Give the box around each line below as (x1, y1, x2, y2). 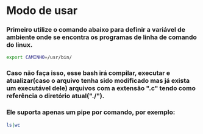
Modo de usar (6, 4, 78, 18)
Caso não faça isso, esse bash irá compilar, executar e (6, 69, 171, 77)
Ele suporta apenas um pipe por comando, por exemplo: (6, 108, 176, 116)
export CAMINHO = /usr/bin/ (6, 54, 72, 61)
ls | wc (6, 122, 20, 128)
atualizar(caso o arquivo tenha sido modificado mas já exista (6, 77, 190, 85)
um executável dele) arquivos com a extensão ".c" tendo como (6, 84, 196, 93)
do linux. (6, 41, 33, 49)
